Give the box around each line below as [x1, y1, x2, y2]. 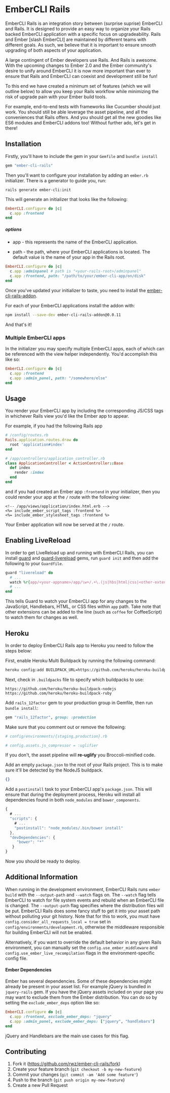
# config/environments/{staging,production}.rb [5, 734, 108, 739]
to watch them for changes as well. [5, 614, 78, 621]
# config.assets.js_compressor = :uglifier [5, 743, 99, 748]
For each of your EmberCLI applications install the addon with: [5, 302, 135, 308]
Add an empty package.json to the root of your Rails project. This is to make [5, 762, 163, 768]
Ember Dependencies [5, 967, 52, 973]
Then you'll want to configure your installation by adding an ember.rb [5, 172, 148, 178]
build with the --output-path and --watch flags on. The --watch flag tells [5, 892, 156, 898]
